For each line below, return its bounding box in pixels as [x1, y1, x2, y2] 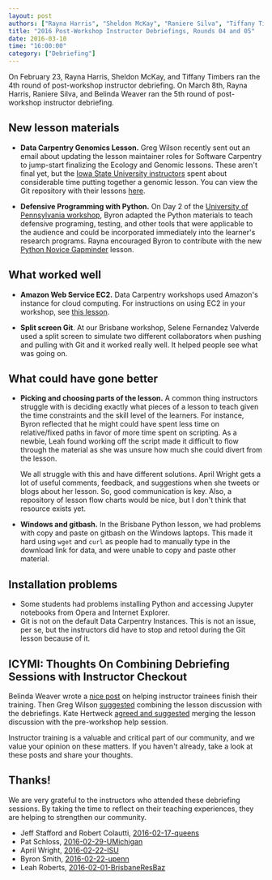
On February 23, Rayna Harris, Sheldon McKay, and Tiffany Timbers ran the [8, 72, 261, 81]
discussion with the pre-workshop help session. [8, 717, 168, 727]
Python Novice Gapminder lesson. [19, 244, 135, 254]
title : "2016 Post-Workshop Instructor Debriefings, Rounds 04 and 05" [8, 27, 255, 35]
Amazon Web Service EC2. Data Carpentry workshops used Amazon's [19, 290, 259, 299]
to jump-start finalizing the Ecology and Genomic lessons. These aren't [19, 160, 257, 170]
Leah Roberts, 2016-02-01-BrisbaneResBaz [19, 862, 166, 872]
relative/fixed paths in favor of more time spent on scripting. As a [19, 427, 237, 438]
